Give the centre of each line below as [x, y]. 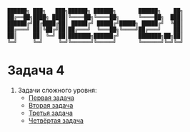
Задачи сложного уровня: [57, 90]
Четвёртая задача [56, 120]
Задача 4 [36, 70]
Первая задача [51, 98]
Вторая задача [51, 105]
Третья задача [51, 113]
